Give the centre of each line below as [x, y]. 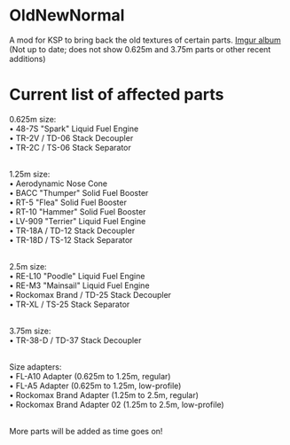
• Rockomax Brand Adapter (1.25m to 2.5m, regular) [104, 394]
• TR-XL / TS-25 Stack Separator [70, 304]
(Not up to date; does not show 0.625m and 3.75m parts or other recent [140, 49]
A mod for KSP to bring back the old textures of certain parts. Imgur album [145, 40]
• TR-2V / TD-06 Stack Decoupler [71, 137]
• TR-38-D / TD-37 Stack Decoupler [75, 340]
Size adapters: [35, 367]
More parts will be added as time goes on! [86, 431]
